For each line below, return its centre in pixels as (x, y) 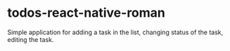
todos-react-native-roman (86, 13)
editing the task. (31, 39)
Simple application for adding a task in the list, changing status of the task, (115, 32)
